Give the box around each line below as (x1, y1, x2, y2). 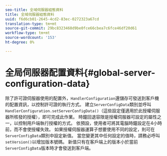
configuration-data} (5, 78, 90, 89)
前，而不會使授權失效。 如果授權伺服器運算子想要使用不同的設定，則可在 (5, 126, 155, 132)
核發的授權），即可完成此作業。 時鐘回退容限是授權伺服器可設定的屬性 (13, 114, 157, 120)
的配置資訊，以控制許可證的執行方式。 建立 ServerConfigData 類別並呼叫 (5, 101, 152, 107)
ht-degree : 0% (5, 40, 35, 45)
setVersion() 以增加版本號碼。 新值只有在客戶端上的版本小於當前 (5, 139, 138, 145)
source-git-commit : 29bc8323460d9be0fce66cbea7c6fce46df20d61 (5, 26, 137, 31)
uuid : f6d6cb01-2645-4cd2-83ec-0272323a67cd (5, 16, 99, 21)
